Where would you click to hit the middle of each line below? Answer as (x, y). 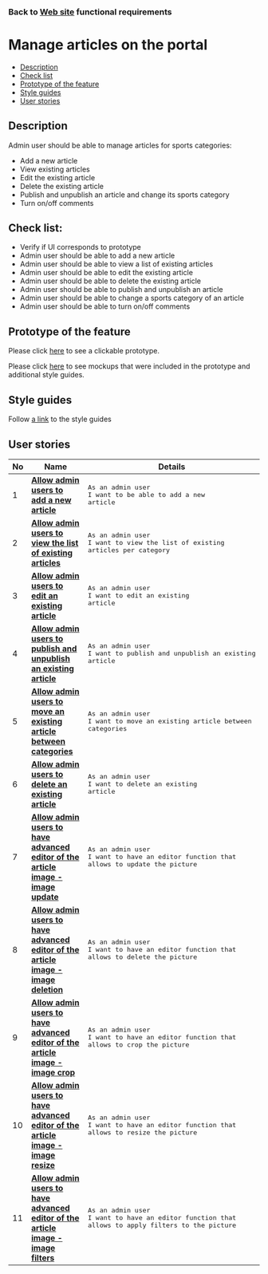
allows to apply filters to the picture (162, 1226)
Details (172, 467)
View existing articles (55, 169)
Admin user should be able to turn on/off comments (105, 306)
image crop (53, 1072)
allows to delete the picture (142, 957)
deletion (47, 989)
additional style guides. (47, 375)
